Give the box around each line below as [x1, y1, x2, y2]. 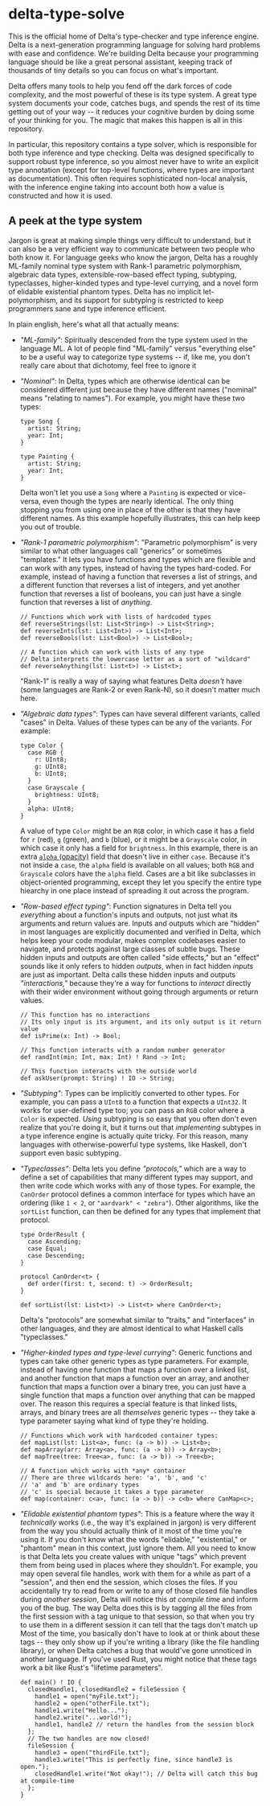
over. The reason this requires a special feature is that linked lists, [19, 1398, 237, 1408]
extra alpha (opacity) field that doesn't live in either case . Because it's [19, 852, 251, 861]
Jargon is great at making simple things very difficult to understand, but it [8, 235, 252, 245]
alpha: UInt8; [27, 805, 75, 813]
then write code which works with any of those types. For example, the [19, 1180, 256, 1190]
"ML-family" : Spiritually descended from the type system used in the [19, 335, 248, 344]
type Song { [19, 417, 60, 425]
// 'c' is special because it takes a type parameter [19, 1488, 204, 1496]
